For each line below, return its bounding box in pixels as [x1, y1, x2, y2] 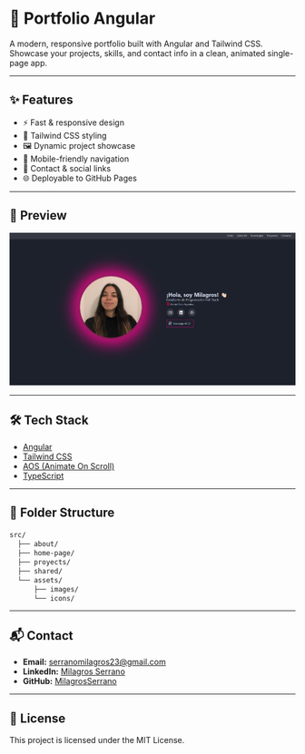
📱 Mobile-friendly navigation [22, 153, 130, 164]
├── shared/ [17, 566, 64, 575]
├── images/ [33, 584, 79, 593]
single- [267, 47, 294, 58]
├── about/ [17, 539, 59, 548]
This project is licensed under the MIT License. [9, 735, 185, 746]
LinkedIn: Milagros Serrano [22, 666, 125, 677]
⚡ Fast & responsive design [22, 117, 125, 128]
